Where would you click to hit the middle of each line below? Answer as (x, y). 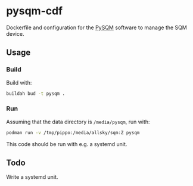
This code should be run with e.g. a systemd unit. (67, 144)
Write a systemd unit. (32, 177)
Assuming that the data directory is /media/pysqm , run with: (78, 122)
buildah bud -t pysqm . (36, 94)
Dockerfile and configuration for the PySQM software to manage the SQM (97, 27)
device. (15, 33)
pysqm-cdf (35, 11)
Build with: (19, 82)
